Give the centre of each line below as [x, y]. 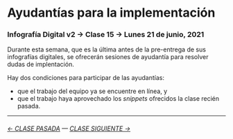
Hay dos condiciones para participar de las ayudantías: [86, 78]
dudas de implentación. [41, 65]
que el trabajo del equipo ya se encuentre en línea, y [92, 91]
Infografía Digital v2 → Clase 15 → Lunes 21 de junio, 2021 [106, 35]
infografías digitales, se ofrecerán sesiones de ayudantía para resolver [108, 57]
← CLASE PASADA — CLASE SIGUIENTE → [69, 129]
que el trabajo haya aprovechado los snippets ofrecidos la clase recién [118, 99]
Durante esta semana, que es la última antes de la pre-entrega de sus [107, 49]
